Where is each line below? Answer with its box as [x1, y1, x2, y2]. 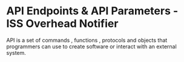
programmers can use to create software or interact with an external [6, 43, 177, 50]
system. [6, 49, 26, 56]
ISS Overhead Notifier [6, 17, 119, 30]
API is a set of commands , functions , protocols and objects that [6, 36, 168, 44]
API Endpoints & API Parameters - [6, 4, 179, 18]
